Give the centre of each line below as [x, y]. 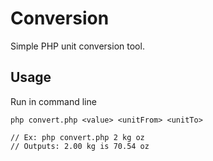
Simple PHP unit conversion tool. [77, 46]
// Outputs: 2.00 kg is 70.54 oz [80, 146]
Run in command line [53, 101]
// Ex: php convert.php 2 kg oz [77, 137]
